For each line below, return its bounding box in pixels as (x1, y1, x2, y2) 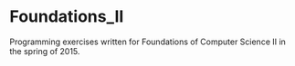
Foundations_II (9, 6, 124, 27)
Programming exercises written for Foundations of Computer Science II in (9, 36, 286, 47)
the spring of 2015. (9, 45, 80, 56)
